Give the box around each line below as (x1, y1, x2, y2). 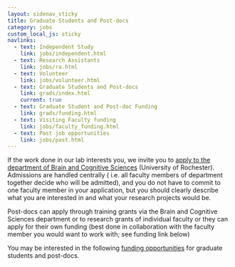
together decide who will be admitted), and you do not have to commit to (7, 179, 221, 187)
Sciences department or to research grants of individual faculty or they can (7, 215, 229, 224)
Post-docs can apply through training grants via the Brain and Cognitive (7, 207, 219, 216)
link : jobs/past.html (20, 136, 84, 143)
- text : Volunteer (14, 70, 69, 77)
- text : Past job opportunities (14, 130, 110, 137)
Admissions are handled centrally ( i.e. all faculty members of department (7, 171, 223, 179)
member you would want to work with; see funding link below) (7, 230, 190, 239)
